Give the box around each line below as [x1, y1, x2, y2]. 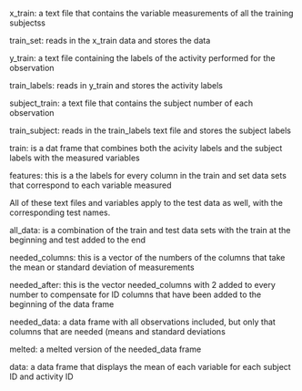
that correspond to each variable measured [9, 180, 172, 190]
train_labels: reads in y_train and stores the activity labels [9, 80, 223, 90]
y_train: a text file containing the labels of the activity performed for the [9, 53, 276, 63]
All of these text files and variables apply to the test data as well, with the [9, 198, 284, 208]
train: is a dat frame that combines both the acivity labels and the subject [9, 143, 283, 153]
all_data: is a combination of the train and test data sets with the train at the [9, 225, 291, 235]
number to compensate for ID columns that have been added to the [9, 289, 262, 300]
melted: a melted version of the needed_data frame [9, 344, 202, 355]
